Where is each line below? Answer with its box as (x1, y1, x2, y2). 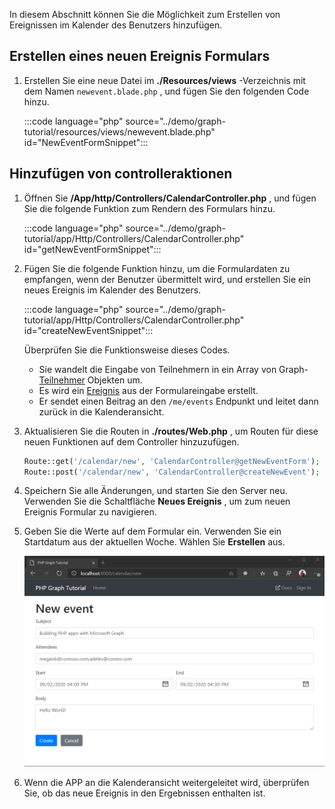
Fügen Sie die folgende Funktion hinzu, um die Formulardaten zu (23, 262, 291, 274)
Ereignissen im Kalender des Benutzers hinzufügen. (9, 19, 223, 31)
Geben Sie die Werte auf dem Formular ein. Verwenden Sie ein (23, 525, 282, 538)
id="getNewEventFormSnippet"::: (23, 243, 162, 255)
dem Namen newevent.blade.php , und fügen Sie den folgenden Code (23, 85, 310, 97)
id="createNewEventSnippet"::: (23, 324, 154, 336)
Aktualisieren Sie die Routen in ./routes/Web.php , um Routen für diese (23, 425, 319, 437)
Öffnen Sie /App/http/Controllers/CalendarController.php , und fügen (23, 192, 317, 204)
